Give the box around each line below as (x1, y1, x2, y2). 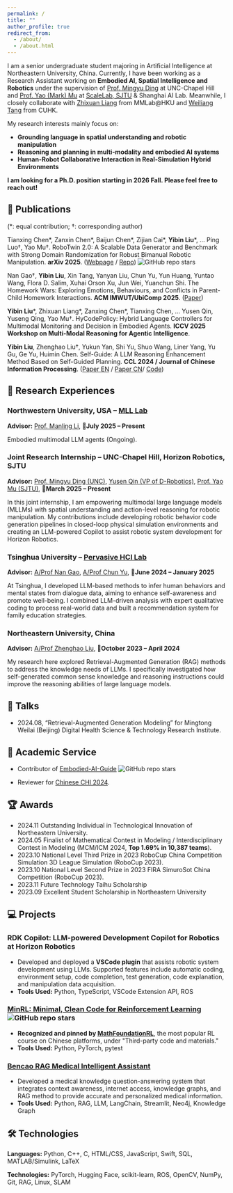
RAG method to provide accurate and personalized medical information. (17, 1092, 223, 1100)
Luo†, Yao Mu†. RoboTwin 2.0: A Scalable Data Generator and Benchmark (7, 243, 218, 251)
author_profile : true (7, 23, 70, 30)
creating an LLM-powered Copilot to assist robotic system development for (7, 527, 223, 536)
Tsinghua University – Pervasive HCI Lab (7, 552, 147, 562)
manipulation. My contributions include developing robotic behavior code (7, 512, 217, 521)
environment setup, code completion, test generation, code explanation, (17, 972, 225, 981)
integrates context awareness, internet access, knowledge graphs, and (17, 1084, 221, 1093)
